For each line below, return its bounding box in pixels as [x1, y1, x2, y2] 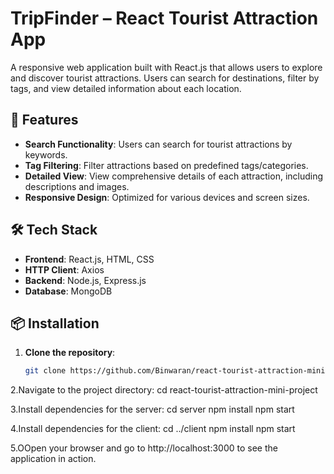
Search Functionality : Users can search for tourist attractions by [24, 138, 293, 150]
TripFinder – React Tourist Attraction [10, 7, 319, 30]
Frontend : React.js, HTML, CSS [24, 253, 155, 265]
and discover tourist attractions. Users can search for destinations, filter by [10, 72, 320, 84]
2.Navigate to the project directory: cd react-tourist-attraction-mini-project [10, 384, 318, 396]
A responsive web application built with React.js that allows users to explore [10, 61, 323, 73]
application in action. [10, 453, 97, 465]
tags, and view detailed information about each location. [10, 82, 242, 94]
